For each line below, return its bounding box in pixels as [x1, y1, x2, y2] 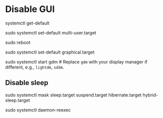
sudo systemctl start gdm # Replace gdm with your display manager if [5, 58, 148, 64]
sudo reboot [5, 39, 31, 45]
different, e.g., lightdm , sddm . [5, 64, 64, 70]
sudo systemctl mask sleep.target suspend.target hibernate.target [5, 91, 142, 98]
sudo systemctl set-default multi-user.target [5, 29, 96, 35]
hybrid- [142, 91, 158, 98]
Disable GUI [5, 3, 55, 15]
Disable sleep [5, 78, 49, 87]
